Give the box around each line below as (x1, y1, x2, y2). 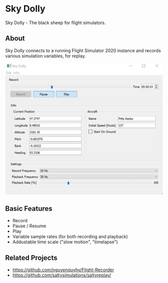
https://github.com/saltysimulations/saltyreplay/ (12, 272, 111, 278)
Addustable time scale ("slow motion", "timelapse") (12, 239, 118, 245)
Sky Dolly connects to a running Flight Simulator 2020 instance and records (5, 47, 161, 53)
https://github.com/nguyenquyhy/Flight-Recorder (12, 267, 114, 273)
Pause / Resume (12, 223, 46, 229)
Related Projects (5, 253, 57, 262)
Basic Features (5, 204, 52, 213)
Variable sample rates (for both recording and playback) (12, 234, 128, 240)
